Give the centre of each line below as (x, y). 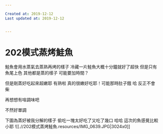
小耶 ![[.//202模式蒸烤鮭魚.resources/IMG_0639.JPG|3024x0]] (68, 127)
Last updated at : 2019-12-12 (35, 18)
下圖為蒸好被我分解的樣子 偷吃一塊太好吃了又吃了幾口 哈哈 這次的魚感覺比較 (82, 120)
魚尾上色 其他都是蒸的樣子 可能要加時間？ (47, 73)
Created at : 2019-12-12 (29, 14)
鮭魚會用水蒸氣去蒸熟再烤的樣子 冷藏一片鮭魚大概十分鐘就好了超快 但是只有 (81, 67)
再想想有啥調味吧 (22, 100)
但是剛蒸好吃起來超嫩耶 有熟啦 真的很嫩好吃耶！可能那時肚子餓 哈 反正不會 (80, 83)
